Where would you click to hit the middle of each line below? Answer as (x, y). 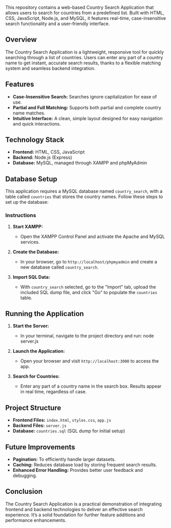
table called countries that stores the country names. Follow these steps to (84, 197)
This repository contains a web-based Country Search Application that (80, 7)
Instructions (21, 215)
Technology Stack (35, 140)
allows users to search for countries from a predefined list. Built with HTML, (85, 13)
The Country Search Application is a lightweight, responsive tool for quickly (85, 52)
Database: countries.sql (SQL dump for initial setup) (69, 431)
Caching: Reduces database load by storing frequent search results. (85, 465)
